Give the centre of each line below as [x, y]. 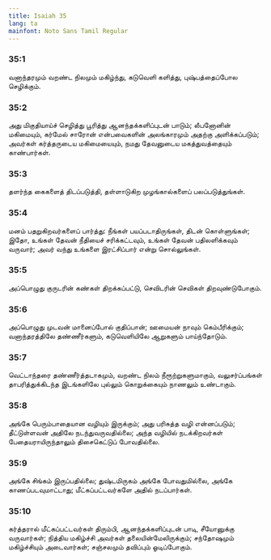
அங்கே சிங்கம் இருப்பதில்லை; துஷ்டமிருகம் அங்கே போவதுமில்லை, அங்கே [121, 481]
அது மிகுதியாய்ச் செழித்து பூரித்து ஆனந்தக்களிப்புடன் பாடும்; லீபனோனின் [120, 125]
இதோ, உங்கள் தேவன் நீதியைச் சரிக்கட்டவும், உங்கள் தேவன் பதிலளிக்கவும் [123, 240]
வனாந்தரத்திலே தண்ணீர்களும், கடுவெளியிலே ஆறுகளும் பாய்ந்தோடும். [118, 336]
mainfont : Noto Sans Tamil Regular [68, 31]
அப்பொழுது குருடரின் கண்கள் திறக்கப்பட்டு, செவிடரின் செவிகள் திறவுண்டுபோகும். [135, 287]
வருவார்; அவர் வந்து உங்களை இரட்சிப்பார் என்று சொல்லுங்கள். [105, 248]
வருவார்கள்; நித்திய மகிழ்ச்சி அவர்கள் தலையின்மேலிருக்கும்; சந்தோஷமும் [121, 538]
